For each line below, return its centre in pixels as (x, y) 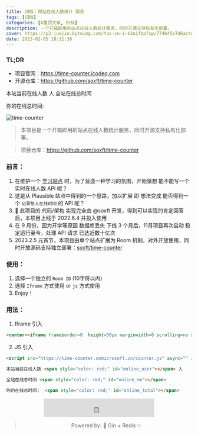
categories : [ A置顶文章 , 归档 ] (42, 22)
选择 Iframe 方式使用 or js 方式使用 (57, 285)
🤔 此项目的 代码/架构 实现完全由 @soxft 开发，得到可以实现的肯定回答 (99, 210)
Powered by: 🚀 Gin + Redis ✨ (106, 425)
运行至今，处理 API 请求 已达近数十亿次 (67, 233)
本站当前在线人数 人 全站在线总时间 (49, 94)
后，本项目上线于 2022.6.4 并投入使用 (61, 218)
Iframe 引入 (29, 324)
